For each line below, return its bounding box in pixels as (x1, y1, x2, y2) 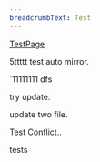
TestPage (9, 38, 45, 49)
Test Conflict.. (9, 127, 62, 137)
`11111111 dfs (9, 74, 53, 85)
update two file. (9, 108, 68, 119)
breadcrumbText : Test (9, 13, 92, 23)
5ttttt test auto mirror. (9, 56, 89, 66)
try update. (9, 91, 51, 102)
